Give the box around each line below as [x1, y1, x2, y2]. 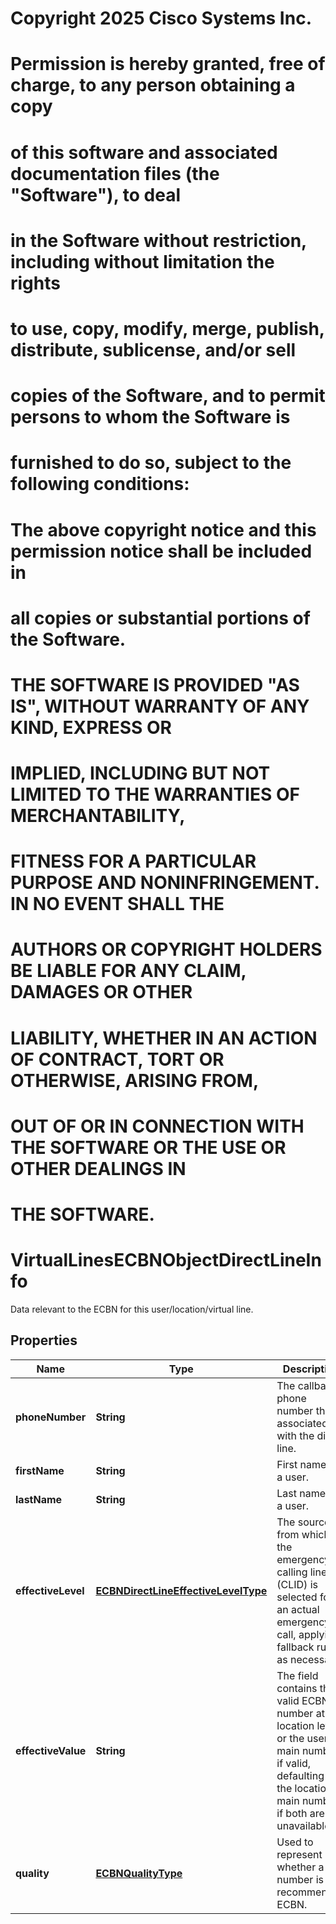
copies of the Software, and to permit [10, 385, 326, 407]
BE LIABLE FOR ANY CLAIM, [10, 960, 247, 982]
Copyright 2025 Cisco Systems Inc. [10, 7, 312, 30]
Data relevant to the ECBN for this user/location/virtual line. [10, 1303, 254, 1315]
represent [276, 1847, 323, 1861]
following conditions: [10, 473, 190, 496]
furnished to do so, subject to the [10, 452, 292, 474]
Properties [10, 1332, 78, 1349]
